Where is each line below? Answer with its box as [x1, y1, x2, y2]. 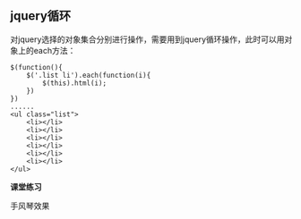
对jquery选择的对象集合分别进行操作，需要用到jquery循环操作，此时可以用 [10, 34, 285, 45]
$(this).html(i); [42, 79, 107, 88]
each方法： [33, 45, 76, 55]
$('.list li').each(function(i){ [26, 71, 151, 80]
